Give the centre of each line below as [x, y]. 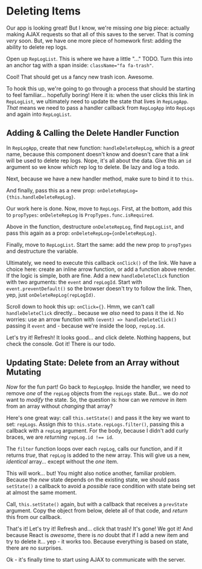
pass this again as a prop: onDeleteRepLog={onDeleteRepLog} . [81, 233]
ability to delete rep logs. [37, 47]
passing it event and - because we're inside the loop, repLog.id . [86, 326]
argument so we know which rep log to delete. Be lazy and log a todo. [93, 167]
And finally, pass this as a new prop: [51, 190]
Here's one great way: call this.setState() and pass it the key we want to [98, 418]
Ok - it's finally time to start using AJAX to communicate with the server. [96, 559]
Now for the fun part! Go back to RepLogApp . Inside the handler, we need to [99, 387]
